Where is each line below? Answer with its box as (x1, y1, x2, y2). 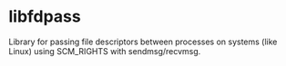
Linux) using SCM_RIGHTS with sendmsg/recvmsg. (8, 45, 201, 56)
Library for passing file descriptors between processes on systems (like (8, 36, 278, 47)
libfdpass (8, 6, 81, 27)
